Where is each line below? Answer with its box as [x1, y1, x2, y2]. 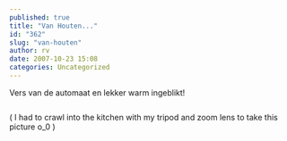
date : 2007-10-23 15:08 [9, 54, 99, 63]
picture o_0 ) [9, 121, 56, 132]
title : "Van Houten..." [9, 21, 99, 30]
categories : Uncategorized [9, 63, 110, 72]
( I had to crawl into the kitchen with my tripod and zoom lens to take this [9, 112, 278, 122]
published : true [9, 12, 70, 22]
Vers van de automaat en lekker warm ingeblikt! [9, 87, 186, 98]
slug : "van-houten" [9, 37, 83, 47]
